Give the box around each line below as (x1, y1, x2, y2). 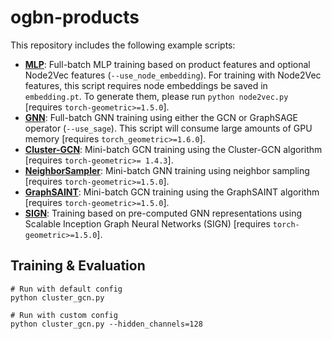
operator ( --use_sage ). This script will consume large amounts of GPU (24, 122, 313, 134)
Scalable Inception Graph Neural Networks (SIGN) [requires (24, 217, 271, 230)
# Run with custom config (10, 310, 118, 320)
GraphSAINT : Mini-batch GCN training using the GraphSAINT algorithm (24, 186, 320, 198)
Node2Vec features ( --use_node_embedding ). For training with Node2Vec (24, 69, 322, 81)
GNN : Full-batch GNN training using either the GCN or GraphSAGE (24, 111, 298, 123)
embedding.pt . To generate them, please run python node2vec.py (24, 90, 289, 102)
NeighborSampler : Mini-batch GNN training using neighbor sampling (24, 164, 310, 176)
